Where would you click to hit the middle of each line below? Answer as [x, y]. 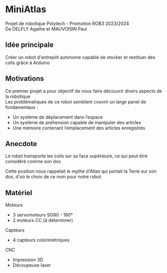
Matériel [19, 193]
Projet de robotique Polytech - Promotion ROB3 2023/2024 [67, 23]
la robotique [18, 96]
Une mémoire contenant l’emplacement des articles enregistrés [79, 128]
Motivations [25, 79]
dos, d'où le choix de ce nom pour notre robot [53, 177]
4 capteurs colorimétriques [41, 240]
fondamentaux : [22, 107]
